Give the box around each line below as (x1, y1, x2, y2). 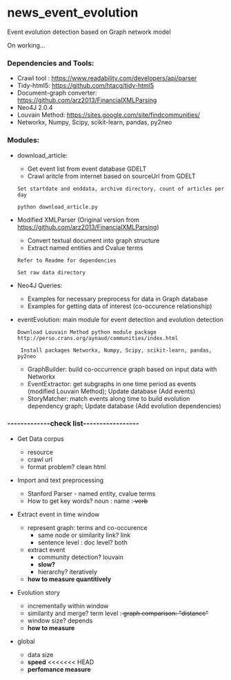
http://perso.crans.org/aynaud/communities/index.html (17, 334, 179, 341)
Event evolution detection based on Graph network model (7, 28, 171, 36)
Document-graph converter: (17, 88, 98, 97)
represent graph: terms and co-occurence (27, 523, 148, 531)
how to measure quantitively (27, 575, 112, 583)
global (17, 637, 36, 645)
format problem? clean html (27, 462, 106, 471)
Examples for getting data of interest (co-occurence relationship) (27, 302, 212, 310)
